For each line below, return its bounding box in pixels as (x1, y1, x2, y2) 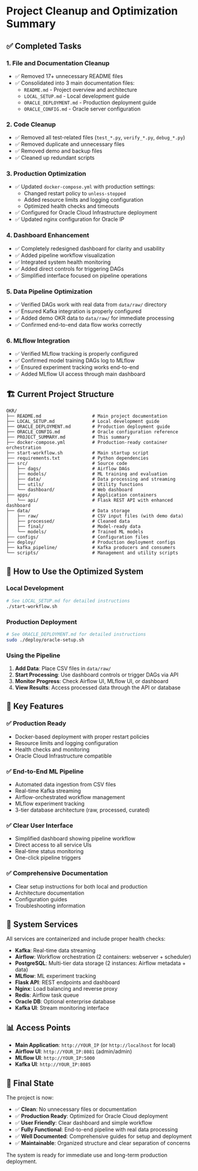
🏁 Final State (6, 1078, 54, 1088)
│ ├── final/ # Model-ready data (6, 524, 141, 530)
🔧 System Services (6, 919, 79, 929)
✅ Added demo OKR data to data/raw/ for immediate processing (14, 314, 175, 322)
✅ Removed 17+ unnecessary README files (14, 72, 123, 79)
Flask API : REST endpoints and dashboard (14, 979, 120, 986)
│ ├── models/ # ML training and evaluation (6, 471, 168, 477)
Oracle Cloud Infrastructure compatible (14, 752, 112, 759)
